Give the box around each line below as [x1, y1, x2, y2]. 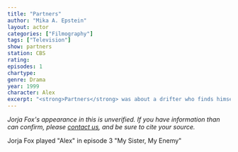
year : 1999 [7, 83, 40, 90]
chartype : [7, 69, 37, 76]
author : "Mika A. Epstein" [7, 17, 87, 24]
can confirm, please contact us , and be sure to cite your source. [7, 123, 195, 131]
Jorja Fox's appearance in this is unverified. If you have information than [7, 115, 221, 124]
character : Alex [7, 89, 55, 96]
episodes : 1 [7, 63, 42, 70]
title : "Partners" [7, 10, 62, 18]
